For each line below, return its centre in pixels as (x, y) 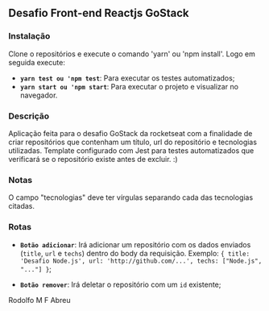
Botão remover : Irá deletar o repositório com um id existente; (120, 284)
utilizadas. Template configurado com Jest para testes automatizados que (131, 150)
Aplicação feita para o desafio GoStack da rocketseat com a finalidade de (130, 133)
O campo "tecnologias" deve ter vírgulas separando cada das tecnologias (131, 197)
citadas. (21, 206)
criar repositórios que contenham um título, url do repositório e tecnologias (133, 142)
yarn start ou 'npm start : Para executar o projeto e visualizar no (129, 86)
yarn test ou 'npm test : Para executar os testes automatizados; (127, 78)
